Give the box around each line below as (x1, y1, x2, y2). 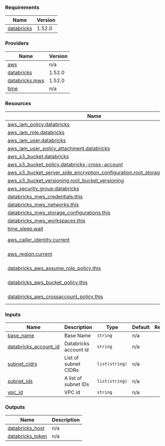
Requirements (5, 4, 40, 11)
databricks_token (7, 433, 48, 440)
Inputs (5, 311, 21, 318)
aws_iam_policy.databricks (7, 121, 70, 127)
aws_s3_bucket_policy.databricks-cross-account (7, 161, 123, 168)
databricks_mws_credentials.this (7, 193, 83, 200)
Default (132, 324, 150, 331)
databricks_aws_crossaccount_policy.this (7, 293, 103, 300)
